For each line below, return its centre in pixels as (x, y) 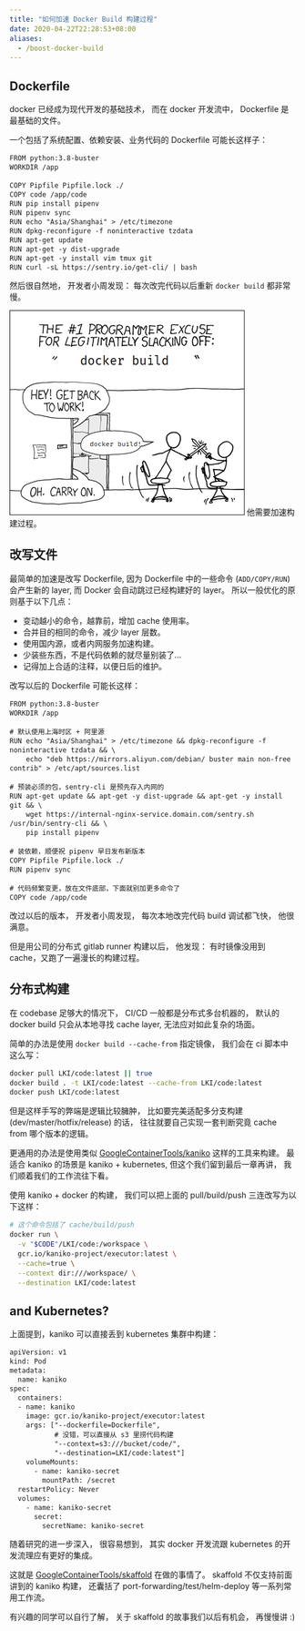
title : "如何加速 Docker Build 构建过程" (83, 19)
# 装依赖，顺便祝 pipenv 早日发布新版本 (77, 851)
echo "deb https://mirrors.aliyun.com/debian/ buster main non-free (158, 759)
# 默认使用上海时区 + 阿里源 (57, 732)
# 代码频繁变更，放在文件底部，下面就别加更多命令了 (95, 888)
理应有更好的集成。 (61, 1555)
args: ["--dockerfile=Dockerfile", (93, 1425)
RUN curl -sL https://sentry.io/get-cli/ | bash (103, 268)
